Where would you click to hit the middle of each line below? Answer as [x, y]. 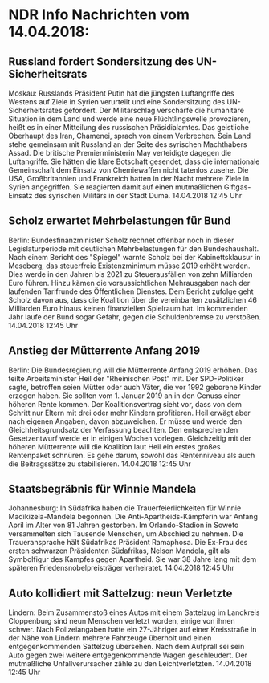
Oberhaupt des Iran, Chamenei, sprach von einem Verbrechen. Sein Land [130, 136]
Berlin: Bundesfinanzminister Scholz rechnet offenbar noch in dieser [121, 240]
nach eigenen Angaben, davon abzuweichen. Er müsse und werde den [125, 421]
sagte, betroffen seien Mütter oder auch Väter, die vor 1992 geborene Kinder [135, 387]
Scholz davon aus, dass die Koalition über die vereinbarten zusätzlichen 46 [132, 299]
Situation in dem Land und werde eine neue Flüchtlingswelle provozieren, [130, 119]
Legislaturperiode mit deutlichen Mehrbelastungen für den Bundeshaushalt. [134, 248]
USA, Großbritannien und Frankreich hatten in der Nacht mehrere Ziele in [129, 179]
